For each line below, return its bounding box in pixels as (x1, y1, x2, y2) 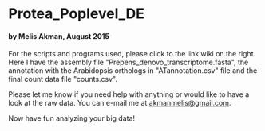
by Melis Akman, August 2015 (8, 31, 110, 40)
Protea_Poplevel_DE (8, 5, 145, 23)
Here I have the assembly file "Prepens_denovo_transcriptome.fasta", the (8, 57, 249, 67)
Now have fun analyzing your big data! (8, 114, 136, 123)
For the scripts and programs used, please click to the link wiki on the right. (8, 49, 256, 59)
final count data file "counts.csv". (8, 75, 118, 84)
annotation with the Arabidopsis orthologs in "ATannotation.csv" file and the (8, 66, 258, 75)
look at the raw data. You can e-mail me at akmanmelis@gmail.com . (8, 98, 231, 108)
